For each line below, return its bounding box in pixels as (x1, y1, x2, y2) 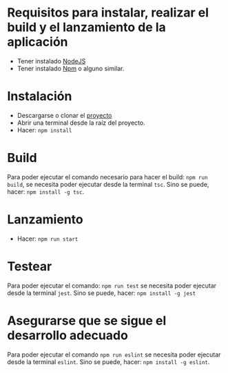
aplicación (7, 34, 68, 50)
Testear (7, 259, 52, 274)
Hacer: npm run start (17, 234, 79, 243)
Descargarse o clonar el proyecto (17, 111, 112, 119)
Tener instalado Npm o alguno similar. (17, 64, 125, 72)
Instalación (7, 88, 72, 104)
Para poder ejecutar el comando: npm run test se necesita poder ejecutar (7, 281, 217, 290)
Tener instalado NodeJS (17, 57, 86, 65)
